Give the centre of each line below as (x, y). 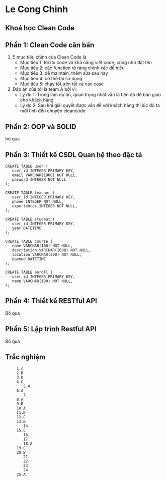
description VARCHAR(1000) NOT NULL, (52, 250)
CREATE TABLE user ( (27, 167)
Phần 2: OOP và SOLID (41, 126)
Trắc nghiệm (25, 357)
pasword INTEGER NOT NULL (39, 180)
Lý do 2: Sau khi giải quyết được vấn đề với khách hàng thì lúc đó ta (90, 105)
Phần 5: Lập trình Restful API (51, 329)
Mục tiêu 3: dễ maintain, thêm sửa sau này (64, 73)
